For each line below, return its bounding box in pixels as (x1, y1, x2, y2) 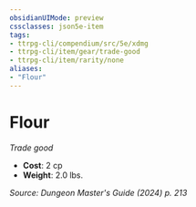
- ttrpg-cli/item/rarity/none (9, 56, 125, 65)
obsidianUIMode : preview (9, 13, 104, 23)
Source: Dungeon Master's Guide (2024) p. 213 (9, 187, 188, 198)
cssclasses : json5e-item (9, 22, 104, 31)
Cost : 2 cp (22, 160, 63, 171)
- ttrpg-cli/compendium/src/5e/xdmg (9, 38, 149, 48)
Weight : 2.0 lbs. (22, 170, 84, 181)
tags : (9, 30, 30, 39)
